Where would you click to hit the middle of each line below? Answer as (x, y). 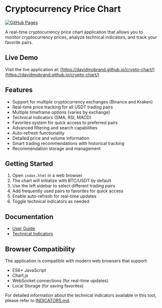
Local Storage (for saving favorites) (48, 286)
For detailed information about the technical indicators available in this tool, (81, 295)
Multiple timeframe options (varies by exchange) (61, 112)
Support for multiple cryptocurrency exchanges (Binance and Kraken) (82, 102)
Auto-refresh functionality (38, 133)
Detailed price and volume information (51, 138)
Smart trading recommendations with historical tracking (68, 143)
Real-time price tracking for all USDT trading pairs (63, 107)
